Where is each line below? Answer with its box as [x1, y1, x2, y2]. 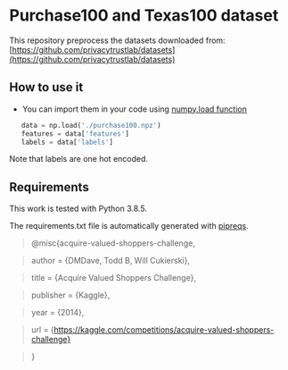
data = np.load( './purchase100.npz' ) [21, 121, 162, 130]
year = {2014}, [30, 307, 85, 318]
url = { [30, 324, 55, 335]
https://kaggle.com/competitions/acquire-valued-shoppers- [53, 324, 275, 335]
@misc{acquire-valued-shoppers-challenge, [30, 238, 196, 248]
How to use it [9, 80, 84, 95]
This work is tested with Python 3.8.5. [9, 203, 147, 214]
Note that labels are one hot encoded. [9, 154, 149, 164]
